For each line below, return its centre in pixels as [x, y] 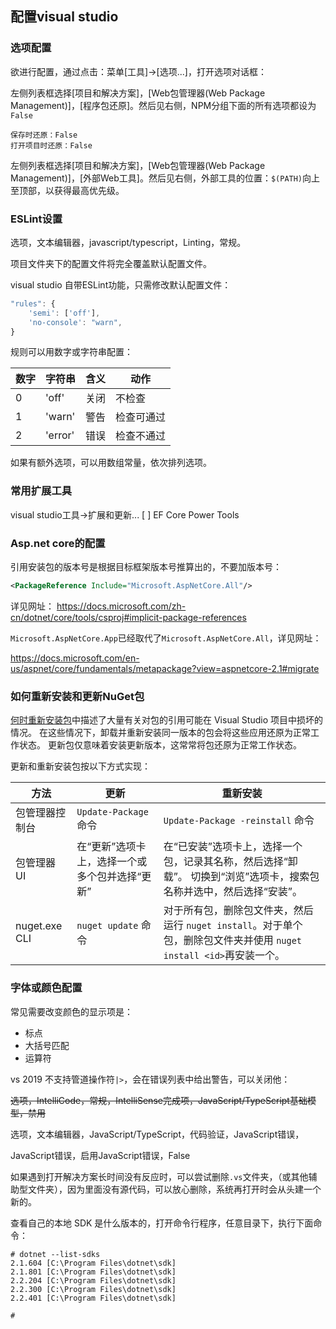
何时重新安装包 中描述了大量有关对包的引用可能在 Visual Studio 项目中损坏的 [166, 720]
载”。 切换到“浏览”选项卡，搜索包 [241, 877]
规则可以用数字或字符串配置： [71, 352]
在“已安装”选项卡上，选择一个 [233, 847]
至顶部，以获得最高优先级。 [67, 190]
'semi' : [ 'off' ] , [64, 313]
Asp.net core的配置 [58, 543]
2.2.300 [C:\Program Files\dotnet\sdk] [93, 1289]
